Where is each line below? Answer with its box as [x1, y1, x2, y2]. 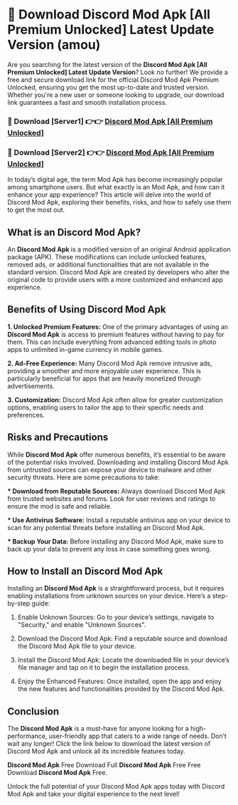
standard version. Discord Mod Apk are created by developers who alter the [7, 267, 229, 276]
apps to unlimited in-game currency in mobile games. [7, 345, 163, 353]
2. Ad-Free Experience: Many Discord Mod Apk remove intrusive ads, [7, 359, 212, 368]
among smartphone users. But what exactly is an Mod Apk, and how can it [7, 183, 225, 192]
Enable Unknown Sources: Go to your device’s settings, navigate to [17, 613, 215, 622]
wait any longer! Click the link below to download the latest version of [7, 739, 211, 748]
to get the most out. [7, 206, 65, 214]
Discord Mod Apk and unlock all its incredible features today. [7, 747, 186, 756]
